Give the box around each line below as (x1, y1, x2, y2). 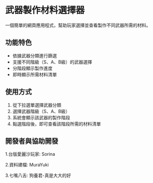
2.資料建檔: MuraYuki (5, 162, 49, 168)
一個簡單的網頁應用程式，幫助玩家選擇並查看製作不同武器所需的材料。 (5, 22, 151, 28)
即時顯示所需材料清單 (12, 71, 57, 77)
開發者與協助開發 (5, 137, 58, 145)
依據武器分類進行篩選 (12, 52, 57, 58)
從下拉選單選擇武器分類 (12, 102, 61, 108)
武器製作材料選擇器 (5, 5, 85, 16)
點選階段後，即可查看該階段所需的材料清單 (12, 121, 101, 127)
